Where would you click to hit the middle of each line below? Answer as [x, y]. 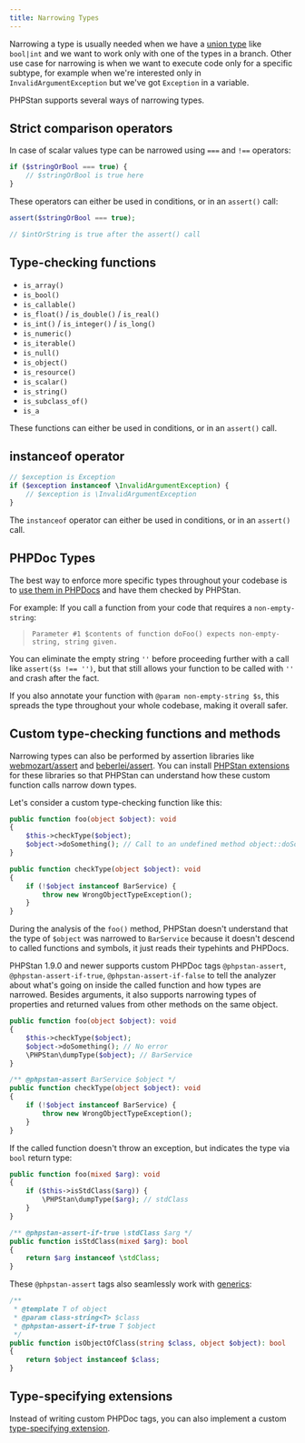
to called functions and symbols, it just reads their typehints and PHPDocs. [149, 948]
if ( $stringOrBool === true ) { [69, 167]
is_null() [41, 353]
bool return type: [41, 1157]
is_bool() [41, 295]
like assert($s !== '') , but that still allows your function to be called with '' [152, 668]
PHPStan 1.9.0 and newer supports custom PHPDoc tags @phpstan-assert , [148, 966]
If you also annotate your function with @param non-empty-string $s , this [144, 696]
